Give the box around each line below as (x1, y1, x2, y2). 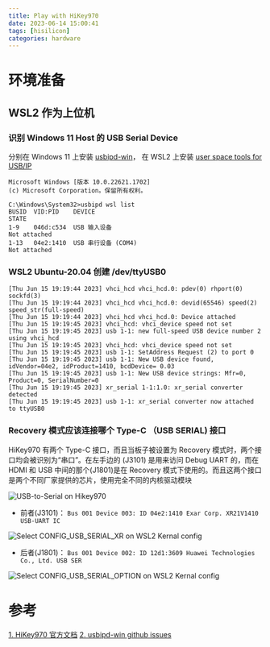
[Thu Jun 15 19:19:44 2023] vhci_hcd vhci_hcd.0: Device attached (8, 313, 236, 321)
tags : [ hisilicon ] (8, 27, 70, 35)
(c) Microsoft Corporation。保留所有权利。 (8, 187, 147, 195)
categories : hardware (8, 34, 81, 43)
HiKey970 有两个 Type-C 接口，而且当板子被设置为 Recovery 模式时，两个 (8, 445, 255, 454)
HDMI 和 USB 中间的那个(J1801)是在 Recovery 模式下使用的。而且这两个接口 (8, 465, 262, 475)
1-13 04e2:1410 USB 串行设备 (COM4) (8, 239, 138, 247)
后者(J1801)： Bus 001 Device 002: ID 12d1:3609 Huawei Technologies (19, 547, 255, 557)
